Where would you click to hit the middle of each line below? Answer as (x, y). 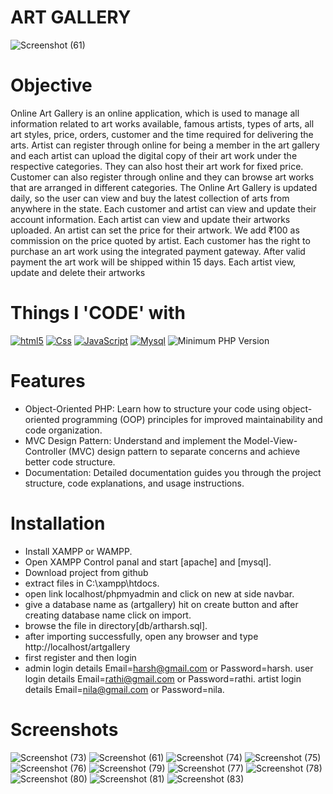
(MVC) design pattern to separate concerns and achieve (184, 451)
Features (48, 381)
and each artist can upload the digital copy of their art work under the (154, 155)
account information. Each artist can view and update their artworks (150, 219)
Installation (58, 523)
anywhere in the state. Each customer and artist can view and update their (163, 208)
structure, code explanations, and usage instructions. (134, 483)
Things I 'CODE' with (98, 313)
